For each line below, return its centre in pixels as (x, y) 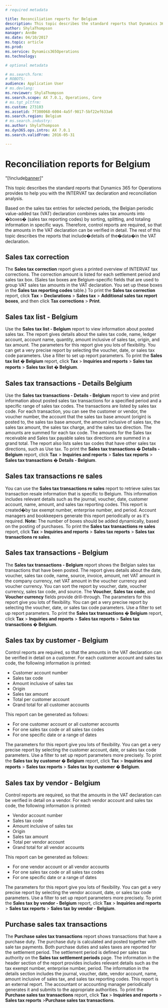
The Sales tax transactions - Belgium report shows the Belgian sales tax (80, 565)
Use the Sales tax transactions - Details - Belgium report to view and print (82, 395)
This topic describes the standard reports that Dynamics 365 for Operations (83, 188)
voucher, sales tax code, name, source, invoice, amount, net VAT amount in (83, 575)
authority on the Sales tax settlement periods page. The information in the (82, 958)
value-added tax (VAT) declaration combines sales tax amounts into (75, 213)
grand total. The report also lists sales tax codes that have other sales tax (81, 443)
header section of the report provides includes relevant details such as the (82, 963)
